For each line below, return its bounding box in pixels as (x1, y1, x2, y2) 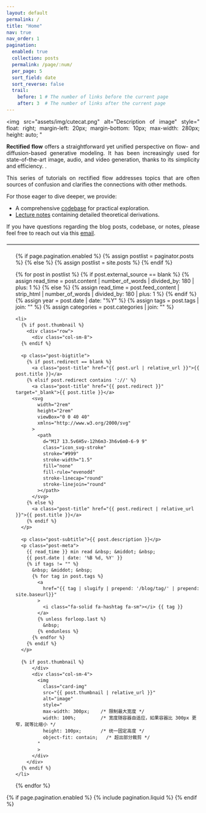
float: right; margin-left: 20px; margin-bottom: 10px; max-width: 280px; (6, 124, 200, 132)
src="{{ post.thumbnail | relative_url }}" (42, 689, 156, 695)
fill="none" (42, 463, 74, 469)
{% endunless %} (37, 628, 79, 634)
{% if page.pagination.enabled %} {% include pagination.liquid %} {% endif (6, 793, 197, 801)
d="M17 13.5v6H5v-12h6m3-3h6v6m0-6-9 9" (42, 438, 148, 444)
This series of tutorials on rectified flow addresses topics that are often (6, 174, 200, 181)
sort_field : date (12, 74, 56, 81)
